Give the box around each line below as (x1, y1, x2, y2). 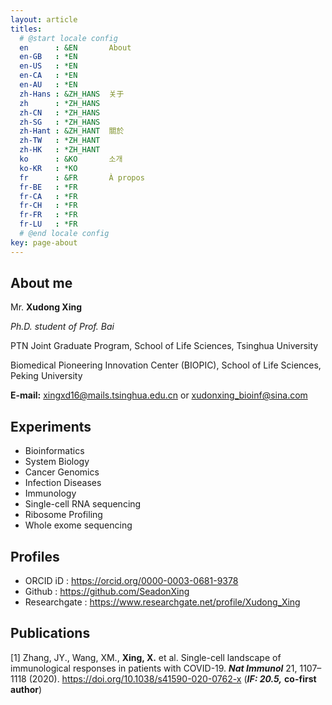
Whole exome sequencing (24, 519, 133, 531)
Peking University (10, 370, 83, 382)
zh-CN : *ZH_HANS (19, 107, 101, 118)
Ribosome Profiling (24, 509, 103, 521)
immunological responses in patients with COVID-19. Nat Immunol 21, (10, 662, 298, 674)
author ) (10, 683, 43, 695)
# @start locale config (19, 33, 118, 43)
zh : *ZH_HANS (19, 98, 101, 108)
